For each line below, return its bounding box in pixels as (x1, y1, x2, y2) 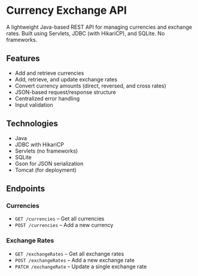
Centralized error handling (14, 95, 80, 102)
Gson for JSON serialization (14, 160, 84, 167)
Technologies (6, 119, 59, 129)
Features (6, 53, 40, 63)
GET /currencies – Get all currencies (14, 215, 105, 222)
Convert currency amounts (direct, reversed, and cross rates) (14, 82, 166, 89)
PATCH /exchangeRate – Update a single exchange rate (14, 263, 147, 270)
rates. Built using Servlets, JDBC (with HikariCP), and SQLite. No (6, 29, 165, 37)
